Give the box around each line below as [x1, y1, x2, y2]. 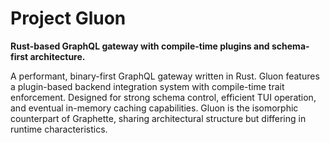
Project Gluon [10, 7, 127, 30]
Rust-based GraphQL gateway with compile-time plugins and [10, 40, 270, 52]
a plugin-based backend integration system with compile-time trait [10, 80, 285, 92]
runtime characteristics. [10, 123, 108, 135]
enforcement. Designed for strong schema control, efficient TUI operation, [10, 91, 317, 103]
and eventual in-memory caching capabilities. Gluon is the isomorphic [10, 102, 299, 114]
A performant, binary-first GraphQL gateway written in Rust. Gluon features [10, 70, 320, 82]
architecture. [29, 50, 86, 62]
